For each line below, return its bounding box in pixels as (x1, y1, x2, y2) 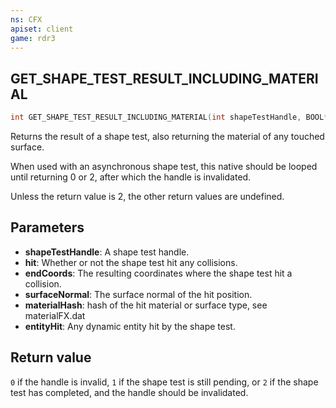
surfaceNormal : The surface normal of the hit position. (24, 288, 253, 300)
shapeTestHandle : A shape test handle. (24, 246, 190, 258)
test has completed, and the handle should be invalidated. (10, 386, 249, 398)
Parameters (10, 219, 85, 236)
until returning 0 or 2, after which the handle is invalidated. (10, 171, 252, 183)
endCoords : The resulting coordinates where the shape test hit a (24, 267, 293, 279)
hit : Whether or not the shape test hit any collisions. (24, 256, 238, 268)
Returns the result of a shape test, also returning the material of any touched (10, 131, 325, 143)
